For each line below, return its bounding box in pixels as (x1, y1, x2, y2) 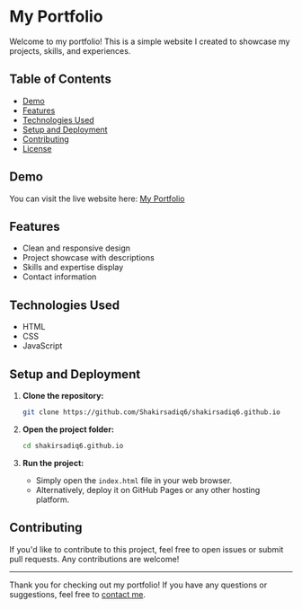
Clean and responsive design (22, 243, 131, 253)
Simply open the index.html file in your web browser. (35, 474, 233, 486)
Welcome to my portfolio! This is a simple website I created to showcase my (9, 36, 290, 47)
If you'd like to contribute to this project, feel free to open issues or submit (9, 543, 284, 554)
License (22, 143, 52, 154)
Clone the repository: (22, 391, 104, 401)
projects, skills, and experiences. (9, 45, 131, 56)
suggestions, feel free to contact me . (9, 588, 147, 599)
